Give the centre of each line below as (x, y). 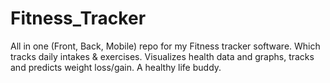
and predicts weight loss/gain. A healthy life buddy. (116, 67)
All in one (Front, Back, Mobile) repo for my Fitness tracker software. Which (165, 46)
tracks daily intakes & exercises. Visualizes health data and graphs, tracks (162, 56)
